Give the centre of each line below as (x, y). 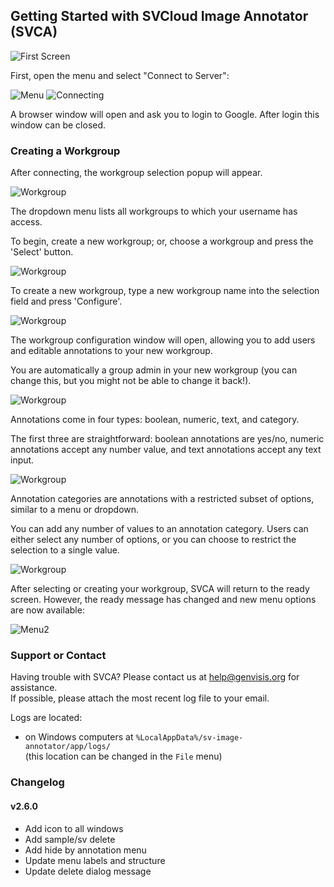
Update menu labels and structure (95, 860)
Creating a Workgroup (65, 151)
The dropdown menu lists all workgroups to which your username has (154, 211)
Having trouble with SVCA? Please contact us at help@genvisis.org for (155, 677)
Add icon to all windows (74, 828)
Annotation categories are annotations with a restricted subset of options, (162, 499)
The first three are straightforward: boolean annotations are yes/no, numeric (167, 439)
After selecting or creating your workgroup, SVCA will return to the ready (160, 589)
